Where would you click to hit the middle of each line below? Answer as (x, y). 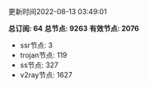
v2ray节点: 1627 (46, 75)
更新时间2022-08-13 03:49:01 (58, 11)
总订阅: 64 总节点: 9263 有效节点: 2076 (74, 28)
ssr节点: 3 (36, 45)
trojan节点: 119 (44, 55)
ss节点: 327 (39, 65)
